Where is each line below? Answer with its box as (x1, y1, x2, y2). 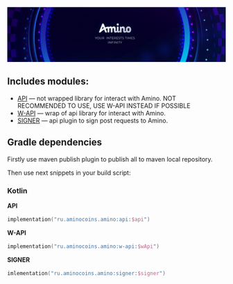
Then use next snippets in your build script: (7, 168, 131, 177)
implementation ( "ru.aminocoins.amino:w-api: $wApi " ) (7, 243, 159, 250)
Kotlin (7, 186, 28, 196)
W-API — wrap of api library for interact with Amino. (17, 109, 166, 117)
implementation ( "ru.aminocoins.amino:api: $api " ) (7, 216, 150, 223)
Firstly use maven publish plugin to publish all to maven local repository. (7, 155, 213, 163)
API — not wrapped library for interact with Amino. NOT (17, 94, 177, 102)
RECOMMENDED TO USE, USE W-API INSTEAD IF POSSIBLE (17, 101, 191, 110)
